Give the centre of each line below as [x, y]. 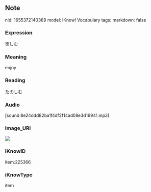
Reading [15, 81]
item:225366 [18, 162]
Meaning [16, 57]
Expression [19, 32]
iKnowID [15, 151]
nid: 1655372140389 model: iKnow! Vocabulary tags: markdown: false [75, 20]
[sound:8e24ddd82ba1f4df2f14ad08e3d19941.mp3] [57, 115]
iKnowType [19, 175]
